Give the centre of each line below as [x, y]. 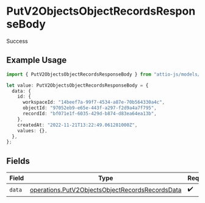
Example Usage [37, 60]
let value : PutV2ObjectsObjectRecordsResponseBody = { [77, 85]
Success [17, 41]
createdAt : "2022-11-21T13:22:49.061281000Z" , [77, 125]
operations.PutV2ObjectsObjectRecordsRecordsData [106, 190]
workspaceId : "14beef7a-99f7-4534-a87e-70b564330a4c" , [94, 102]
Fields [18, 161]
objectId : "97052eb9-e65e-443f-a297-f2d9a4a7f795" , [89, 108]
